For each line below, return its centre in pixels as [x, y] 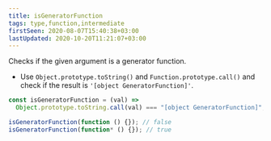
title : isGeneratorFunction [56, 16]
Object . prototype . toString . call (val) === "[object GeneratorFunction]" [139, 108]
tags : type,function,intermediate [67, 23]
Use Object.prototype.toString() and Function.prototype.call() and [138, 77]
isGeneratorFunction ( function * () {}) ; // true [90, 130]
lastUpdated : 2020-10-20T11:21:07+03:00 [78, 38]
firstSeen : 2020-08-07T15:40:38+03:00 [74, 31]
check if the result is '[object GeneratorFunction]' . [107, 85]
